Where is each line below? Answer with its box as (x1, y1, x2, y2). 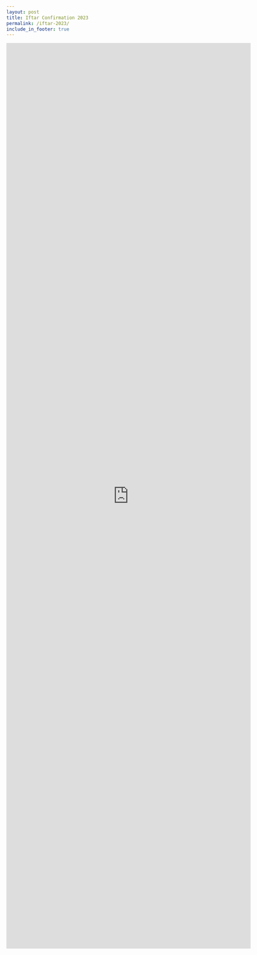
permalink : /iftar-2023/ (6, 20, 70, 26)
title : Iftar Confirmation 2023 (6, 15, 89, 21)
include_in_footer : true (6, 26, 70, 32)
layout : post (6, 9, 40, 15)
